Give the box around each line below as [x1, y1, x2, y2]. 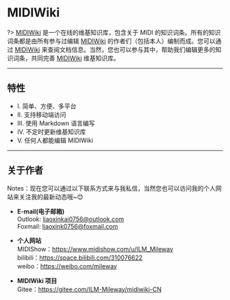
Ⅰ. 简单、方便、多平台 [16, 101, 77, 110]
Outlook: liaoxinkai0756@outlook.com [16, 214, 125, 223]
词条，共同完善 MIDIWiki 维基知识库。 [12, 53, 120, 62]
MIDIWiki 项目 [16, 276, 57, 285]
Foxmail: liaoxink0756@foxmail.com [16, 222, 118, 230]
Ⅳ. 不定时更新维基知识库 [16, 127, 86, 136]
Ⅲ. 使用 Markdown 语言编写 [16, 118, 95, 127]
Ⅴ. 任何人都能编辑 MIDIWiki [16, 136, 94, 145]
